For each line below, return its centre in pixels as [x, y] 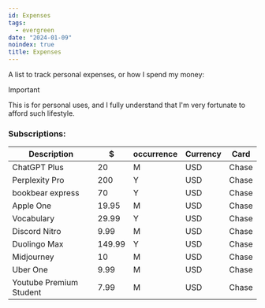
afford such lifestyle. [41, 113]
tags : [17, 23]
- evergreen [35, 30]
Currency [203, 154]
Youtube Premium [45, 283]
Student [27, 292]
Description [51, 154]
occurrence [155, 154]
